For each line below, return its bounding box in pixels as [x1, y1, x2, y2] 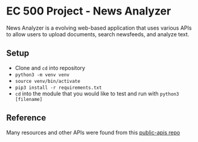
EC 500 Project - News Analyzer [6, 4, 171, 18]
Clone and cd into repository [14, 64, 86, 71]
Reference [6, 113, 46, 123]
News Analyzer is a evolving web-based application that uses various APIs [6, 24, 192, 31]
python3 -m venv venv [14, 71, 69, 78]
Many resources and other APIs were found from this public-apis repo [6, 129, 180, 136]
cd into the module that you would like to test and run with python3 [14, 89, 179, 97]
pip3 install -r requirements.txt [14, 85, 102, 91]
